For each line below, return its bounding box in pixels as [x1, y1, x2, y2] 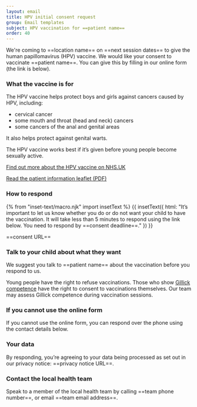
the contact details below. [6, 325, 69, 332]
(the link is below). [6, 65, 51, 72]
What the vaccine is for [6, 80, 74, 88]
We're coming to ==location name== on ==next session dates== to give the [6, 46, 191, 53]
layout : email [6, 8, 41, 15]
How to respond [6, 190, 53, 198]
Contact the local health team [6, 374, 92, 382]
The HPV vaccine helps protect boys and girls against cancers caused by [6, 93, 184, 100]
